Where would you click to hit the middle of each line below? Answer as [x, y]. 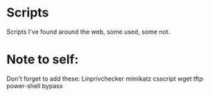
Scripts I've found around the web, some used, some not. [88, 32]
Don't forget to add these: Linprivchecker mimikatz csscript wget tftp [105, 78]
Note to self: [43, 60]
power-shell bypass [35, 86]
